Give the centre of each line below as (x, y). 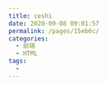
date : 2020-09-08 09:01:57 (54, 23)
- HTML (27, 53)
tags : (17, 62)
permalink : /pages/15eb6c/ (54, 31)
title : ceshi (30, 16)
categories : (28, 38)
